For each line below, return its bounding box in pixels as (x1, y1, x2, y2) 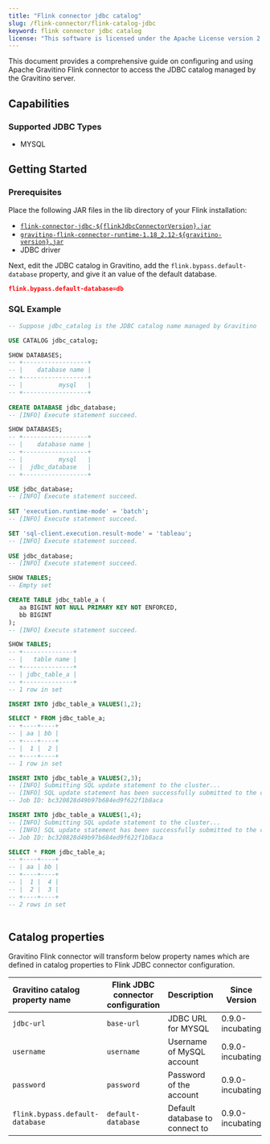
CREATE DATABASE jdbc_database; (8, 404, 117, 412)
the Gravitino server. (8, 73, 76, 83)
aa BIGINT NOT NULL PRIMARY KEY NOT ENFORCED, (18, 603, 178, 611)
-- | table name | (8, 656, 78, 664)
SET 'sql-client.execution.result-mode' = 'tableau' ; (8, 529, 193, 537)
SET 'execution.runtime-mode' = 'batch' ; (8, 508, 149, 516)
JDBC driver (19, 245, 61, 255)
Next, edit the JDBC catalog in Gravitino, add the (8, 260, 170, 270)
